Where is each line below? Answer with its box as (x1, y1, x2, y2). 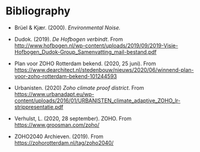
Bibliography (5, 4, 71, 18)
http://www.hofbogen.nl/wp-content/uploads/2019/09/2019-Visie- (14, 42, 178, 49)
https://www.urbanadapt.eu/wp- (14, 90, 95, 98)
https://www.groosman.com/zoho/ (14, 121, 100, 128)
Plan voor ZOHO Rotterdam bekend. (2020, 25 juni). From (14, 60, 156, 67)
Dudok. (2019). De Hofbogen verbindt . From (14, 35, 123, 42)
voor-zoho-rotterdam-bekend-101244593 (14, 72, 117, 80)
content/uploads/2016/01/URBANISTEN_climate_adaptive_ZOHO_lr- (14, 97, 181, 104)
